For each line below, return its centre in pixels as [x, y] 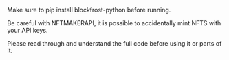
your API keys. [28, 30]
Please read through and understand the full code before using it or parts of [115, 43]
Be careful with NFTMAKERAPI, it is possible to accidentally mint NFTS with [114, 23]
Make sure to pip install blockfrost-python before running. [89, 10]
